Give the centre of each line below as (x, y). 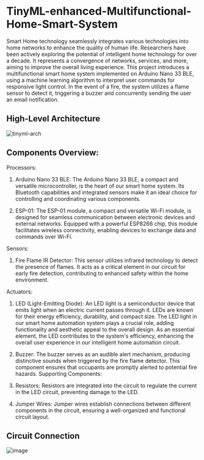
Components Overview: (53, 153)
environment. (32, 280)
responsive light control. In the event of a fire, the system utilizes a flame (98, 86)
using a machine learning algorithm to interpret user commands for (91, 80)
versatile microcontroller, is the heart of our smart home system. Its (100, 186)
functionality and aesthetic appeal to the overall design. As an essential (105, 329)
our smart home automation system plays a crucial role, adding (94, 323)
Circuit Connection (43, 436)
